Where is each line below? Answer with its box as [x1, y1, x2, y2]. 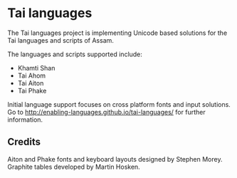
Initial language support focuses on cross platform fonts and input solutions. [7, 100, 231, 108]
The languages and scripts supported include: [7, 50, 142, 58]
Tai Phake [17, 86, 47, 95]
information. [7, 115, 43, 124]
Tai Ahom [17, 71, 46, 80]
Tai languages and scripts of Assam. [7, 36, 114, 44]
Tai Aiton [17, 78, 44, 87]
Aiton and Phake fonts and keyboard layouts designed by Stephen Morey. [7, 155, 223, 163]
